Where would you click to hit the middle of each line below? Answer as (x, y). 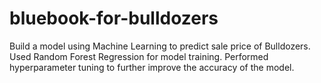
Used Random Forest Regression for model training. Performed (139, 56)
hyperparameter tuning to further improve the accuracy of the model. (152, 67)
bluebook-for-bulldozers (114, 18)
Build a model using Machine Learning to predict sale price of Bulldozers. (160, 46)
